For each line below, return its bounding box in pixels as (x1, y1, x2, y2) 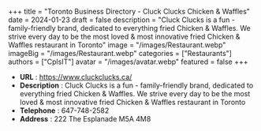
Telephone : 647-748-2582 (19, 106, 110, 115)
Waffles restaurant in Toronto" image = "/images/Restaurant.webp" (8, 40, 226, 50)
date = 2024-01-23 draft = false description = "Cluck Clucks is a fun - (8, 15, 235, 24)
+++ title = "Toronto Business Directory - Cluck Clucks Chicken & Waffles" (8, 7, 251, 16)
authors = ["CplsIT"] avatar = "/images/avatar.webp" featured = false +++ (8, 57, 248, 66)
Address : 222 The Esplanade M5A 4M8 (19, 114, 151, 123)
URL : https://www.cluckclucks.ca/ (19, 73, 132, 81)
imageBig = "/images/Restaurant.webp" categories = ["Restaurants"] (8, 49, 233, 58)
